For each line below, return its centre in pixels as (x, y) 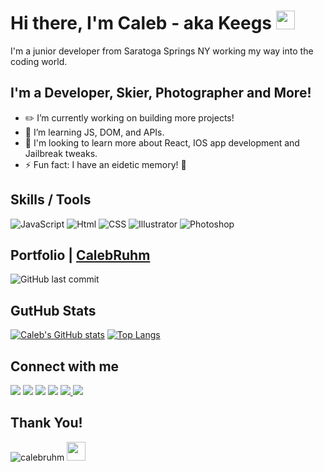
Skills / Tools (51, 200)
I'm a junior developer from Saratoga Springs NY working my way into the (162, 51)
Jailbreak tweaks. (61, 153)
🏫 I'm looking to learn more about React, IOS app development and (162, 142)
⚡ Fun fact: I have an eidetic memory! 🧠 (105, 164)
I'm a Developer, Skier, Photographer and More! (161, 93)
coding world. (39, 61)
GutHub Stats (53, 310)
